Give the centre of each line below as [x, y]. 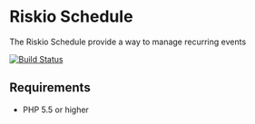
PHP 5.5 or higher [55, 110]
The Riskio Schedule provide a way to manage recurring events [128, 42]
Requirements [50, 88]
